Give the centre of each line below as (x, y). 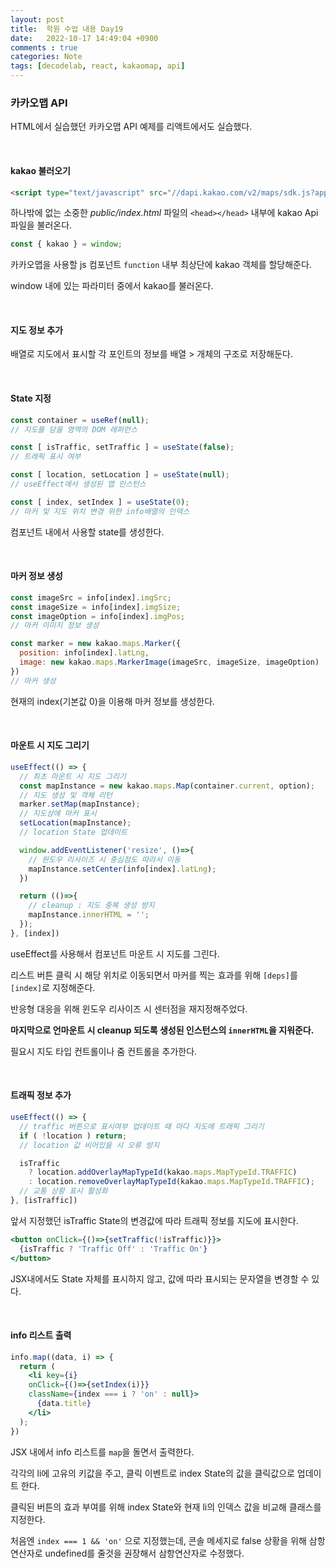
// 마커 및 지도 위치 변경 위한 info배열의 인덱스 (100, 511)
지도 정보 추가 (36, 330)
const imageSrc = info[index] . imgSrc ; (91, 597)
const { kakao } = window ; (66, 244)
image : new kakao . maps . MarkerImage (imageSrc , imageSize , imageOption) (169, 662)
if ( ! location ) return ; (73, 1136)
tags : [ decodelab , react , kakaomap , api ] (98, 66)
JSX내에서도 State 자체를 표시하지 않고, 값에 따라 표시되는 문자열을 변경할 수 (160, 1278)
